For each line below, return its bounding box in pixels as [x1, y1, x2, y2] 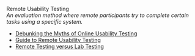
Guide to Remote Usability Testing [15, 37, 101, 43]
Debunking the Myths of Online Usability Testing [15, 30, 138, 37]
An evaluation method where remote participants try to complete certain [6, 12, 189, 19]
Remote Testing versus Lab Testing [15, 43, 104, 50]
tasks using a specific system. [6, 18, 83, 25]
